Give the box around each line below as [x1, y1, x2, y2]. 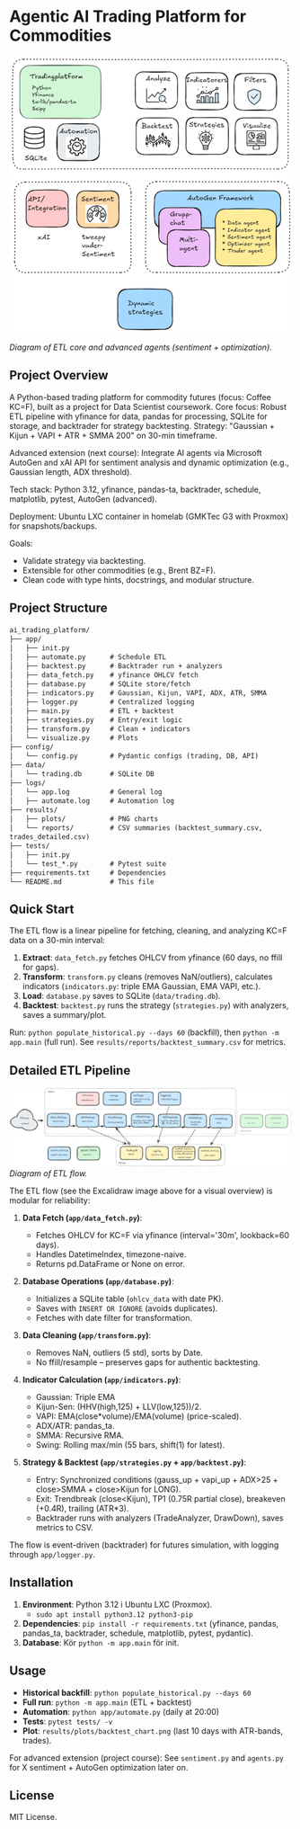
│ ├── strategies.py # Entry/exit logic [9, 715, 182, 725]
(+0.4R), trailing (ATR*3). [35, 1503, 129, 1513]
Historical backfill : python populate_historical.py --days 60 [22, 1687, 251, 1698]
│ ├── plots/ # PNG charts [9, 814, 159, 824]
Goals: [9, 538, 33, 549]
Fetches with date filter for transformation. [35, 1312, 193, 1323]
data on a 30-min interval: [9, 935, 105, 946]
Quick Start [9, 901, 75, 916]
